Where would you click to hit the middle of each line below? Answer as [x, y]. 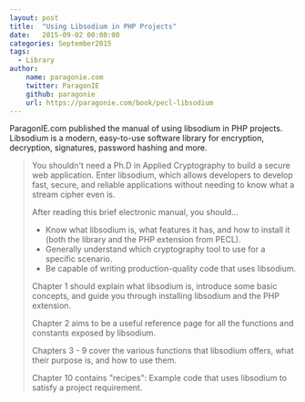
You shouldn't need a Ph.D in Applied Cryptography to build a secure [161, 166]
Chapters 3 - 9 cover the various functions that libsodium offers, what [163, 351]
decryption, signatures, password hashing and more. [108, 148]
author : [24, 69]
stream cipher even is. [73, 195]
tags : [20, 52]
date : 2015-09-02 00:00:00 [65, 35]
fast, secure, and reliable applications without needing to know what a [163, 185]
